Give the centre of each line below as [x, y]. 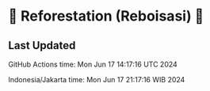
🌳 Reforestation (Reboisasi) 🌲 [106, 16]
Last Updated [42, 45]
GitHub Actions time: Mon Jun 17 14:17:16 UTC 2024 [93, 64]
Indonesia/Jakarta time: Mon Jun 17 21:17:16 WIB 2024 [97, 80]
